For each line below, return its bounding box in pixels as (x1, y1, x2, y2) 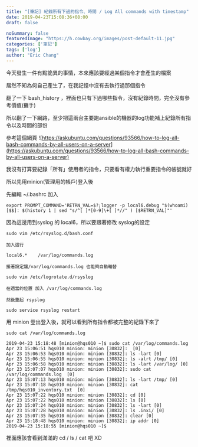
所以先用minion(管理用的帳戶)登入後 (6, 178, 94, 185)
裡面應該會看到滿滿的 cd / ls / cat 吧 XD (6, 434, 102, 441)
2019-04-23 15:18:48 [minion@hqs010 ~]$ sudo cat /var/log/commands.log (6, 340, 189, 346)
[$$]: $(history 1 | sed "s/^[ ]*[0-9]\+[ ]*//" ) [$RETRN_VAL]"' (6, 207, 173, 213)
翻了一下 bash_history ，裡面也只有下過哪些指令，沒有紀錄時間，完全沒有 (6, 94, 185, 101)
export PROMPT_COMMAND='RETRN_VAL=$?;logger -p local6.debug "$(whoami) (6, 202, 189, 208)
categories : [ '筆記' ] (6, 41, 58, 47)
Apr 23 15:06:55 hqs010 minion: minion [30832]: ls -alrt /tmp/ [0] (6, 355, 178, 362)
